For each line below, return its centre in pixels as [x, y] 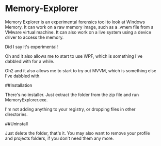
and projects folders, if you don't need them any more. [59, 138]
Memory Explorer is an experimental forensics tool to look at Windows [75, 22]
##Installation [19, 85]
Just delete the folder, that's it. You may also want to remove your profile [78, 133]
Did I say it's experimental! [32, 47]
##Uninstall [16, 124]
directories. [16, 114]
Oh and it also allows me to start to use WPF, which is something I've [74, 56]
